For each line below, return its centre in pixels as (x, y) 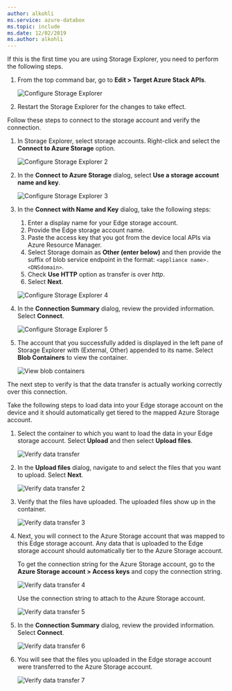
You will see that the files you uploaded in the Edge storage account (114, 660)
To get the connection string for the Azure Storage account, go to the (116, 564)
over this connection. (37, 392)
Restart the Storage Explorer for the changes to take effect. (102, 107)
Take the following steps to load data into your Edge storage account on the (115, 405)
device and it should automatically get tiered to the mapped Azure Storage (113, 412)
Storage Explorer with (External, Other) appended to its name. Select (115, 350)
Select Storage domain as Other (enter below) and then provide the (124, 252)
